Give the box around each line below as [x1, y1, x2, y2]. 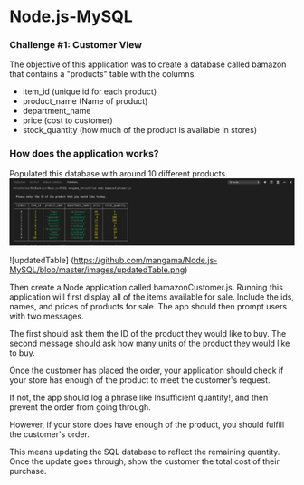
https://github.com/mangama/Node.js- [73, 254, 218, 265]
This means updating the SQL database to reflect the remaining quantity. [9, 446, 280, 457]
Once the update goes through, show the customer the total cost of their [9, 455, 280, 467]
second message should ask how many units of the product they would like [9, 338, 290, 348]
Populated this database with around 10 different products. [9, 167, 228, 178]
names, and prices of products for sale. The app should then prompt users [9, 300, 288, 311]
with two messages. [9, 310, 84, 321]
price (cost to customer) [22, 115, 113, 126]
